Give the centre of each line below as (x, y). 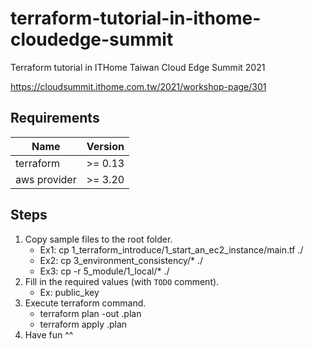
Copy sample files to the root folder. (98, 239)
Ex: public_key (69, 292)
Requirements (55, 118)
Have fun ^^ (49, 334)
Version (105, 146)
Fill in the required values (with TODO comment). (122, 281)
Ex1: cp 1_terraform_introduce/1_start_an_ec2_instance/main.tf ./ (171, 249)
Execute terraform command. (85, 303)
